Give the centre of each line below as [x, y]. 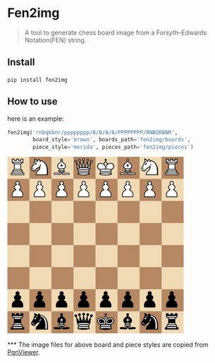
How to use [32, 101]
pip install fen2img [38, 80]
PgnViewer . [24, 352]
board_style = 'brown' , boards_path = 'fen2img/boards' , [112, 140]
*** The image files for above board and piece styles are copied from [108, 345]
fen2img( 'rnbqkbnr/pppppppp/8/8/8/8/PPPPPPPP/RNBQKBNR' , [93, 132]
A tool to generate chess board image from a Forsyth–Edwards [116, 32]
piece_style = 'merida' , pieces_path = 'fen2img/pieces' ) [113, 147]
